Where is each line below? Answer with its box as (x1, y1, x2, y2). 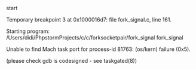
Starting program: (6, 28, 50, 35)
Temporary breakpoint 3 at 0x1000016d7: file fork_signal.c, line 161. (6, 16, 172, 23)
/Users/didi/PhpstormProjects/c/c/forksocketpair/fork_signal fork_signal (6, 34, 183, 41)
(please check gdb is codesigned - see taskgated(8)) (6, 57, 137, 64)
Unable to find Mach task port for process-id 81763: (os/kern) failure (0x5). (6, 45, 191, 53)
